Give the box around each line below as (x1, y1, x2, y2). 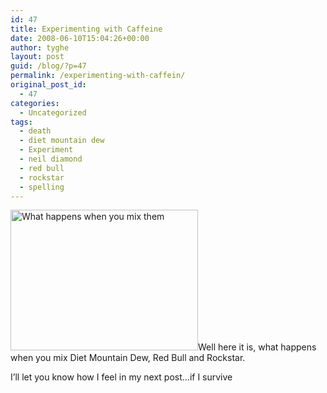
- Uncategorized (19, 107, 87, 118)
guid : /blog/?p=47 (10, 61, 87, 71)
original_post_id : (10, 80, 87, 90)
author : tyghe (10, 42, 70, 53)
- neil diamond (19, 154, 83, 164)
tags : (10, 117, 33, 127)
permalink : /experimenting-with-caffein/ (10, 71, 186, 81)
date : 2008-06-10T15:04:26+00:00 (10, 33, 150, 43)
